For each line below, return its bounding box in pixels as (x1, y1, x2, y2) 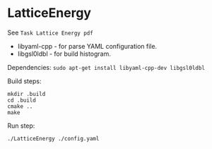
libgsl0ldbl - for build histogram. (17, 49, 112, 58)
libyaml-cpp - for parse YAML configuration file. (17, 42, 158, 50)
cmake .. (7, 102, 33, 110)
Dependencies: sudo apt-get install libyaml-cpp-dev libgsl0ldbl (7, 63, 205, 71)
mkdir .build (7, 90, 46, 97)
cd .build (7, 97, 37, 104)
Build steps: (7, 76, 42, 85)
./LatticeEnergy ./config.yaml (7, 135, 100, 142)
